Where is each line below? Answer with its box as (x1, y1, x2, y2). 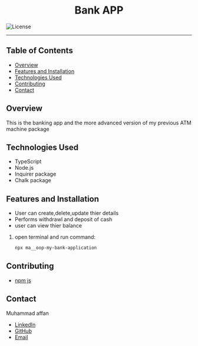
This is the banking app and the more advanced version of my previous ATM (6, 119, 192, 126)
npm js (14, 276, 31, 284)
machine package (6, 125, 50, 133)
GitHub (14, 327, 32, 334)
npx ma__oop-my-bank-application (14, 245, 97, 251)
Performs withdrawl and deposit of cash (14, 216, 113, 223)
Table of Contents (6, 45, 74, 56)
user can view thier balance (14, 222, 82, 229)
